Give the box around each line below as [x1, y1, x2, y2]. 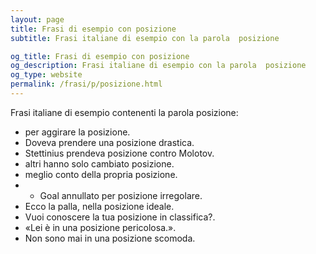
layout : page [10, 14, 65, 25]
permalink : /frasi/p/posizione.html [10, 79, 163, 90]
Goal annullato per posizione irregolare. [39, 189, 203, 201]
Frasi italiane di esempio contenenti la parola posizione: [10, 106, 239, 118]
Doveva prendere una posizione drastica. [24, 136, 195, 148]
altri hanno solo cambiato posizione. [24, 157, 175, 170]
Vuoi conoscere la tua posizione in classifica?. [24, 211, 216, 223]
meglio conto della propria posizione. [24, 168, 178, 180]
